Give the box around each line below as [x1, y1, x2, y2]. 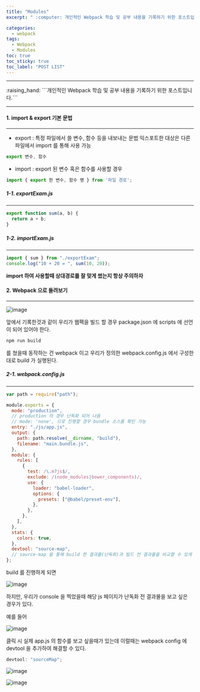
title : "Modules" [6, 8, 49, 15]
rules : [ [17, 457, 39, 464]
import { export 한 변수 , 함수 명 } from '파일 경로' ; [6, 177, 133, 183]
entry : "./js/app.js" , [11, 424, 68, 430]
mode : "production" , [11, 408, 62, 414]
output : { [11, 430, 36, 436]
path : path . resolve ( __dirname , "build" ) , [17, 435, 121, 441]
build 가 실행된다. [17, 356, 58, 364]
